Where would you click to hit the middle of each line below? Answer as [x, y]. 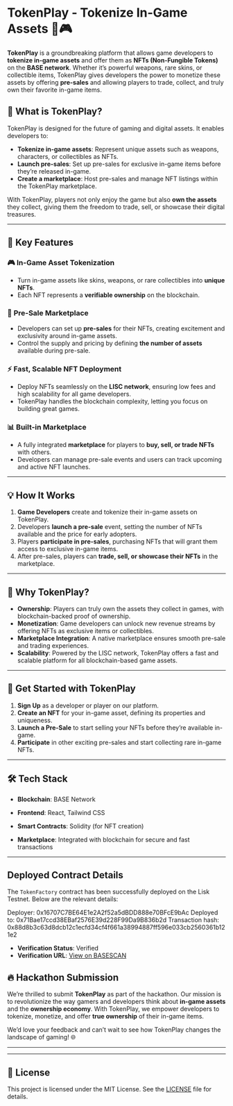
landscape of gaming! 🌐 [42, 1037]
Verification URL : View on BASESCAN [72, 955]
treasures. [22, 214]
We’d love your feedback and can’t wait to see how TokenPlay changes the [114, 1030]
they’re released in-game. [54, 171]
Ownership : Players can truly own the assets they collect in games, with [120, 608]
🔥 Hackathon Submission [63, 977]
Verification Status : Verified [58, 948]
